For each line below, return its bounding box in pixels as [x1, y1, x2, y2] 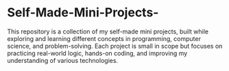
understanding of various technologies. [7, 56, 119, 64]
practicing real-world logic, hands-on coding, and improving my [7, 49, 188, 57]
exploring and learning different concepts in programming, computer [7, 34, 201, 42]
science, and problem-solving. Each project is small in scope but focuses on [7, 42, 223, 50]
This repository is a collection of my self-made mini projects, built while [7, 27, 209, 35]
